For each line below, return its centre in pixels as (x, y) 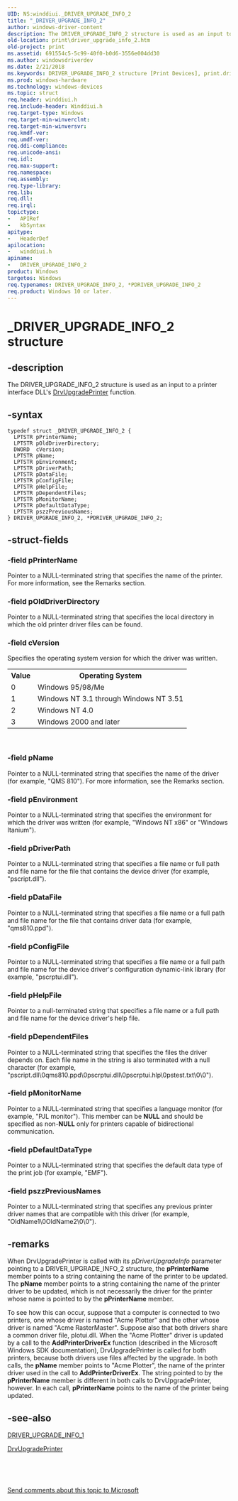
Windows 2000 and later (79, 722)
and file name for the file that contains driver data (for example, (100, 920)
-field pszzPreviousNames (54, 1191)
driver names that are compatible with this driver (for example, (98, 1214)
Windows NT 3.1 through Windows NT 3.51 (111, 699)
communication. (31, 1131)
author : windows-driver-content (55, 27)
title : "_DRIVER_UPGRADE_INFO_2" (57, 21)
